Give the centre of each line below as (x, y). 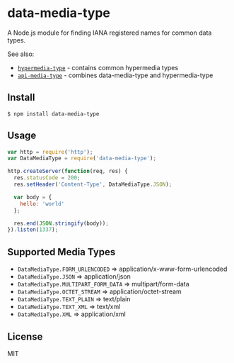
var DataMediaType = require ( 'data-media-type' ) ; (82, 158)
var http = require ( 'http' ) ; (50, 152)
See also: (21, 54)
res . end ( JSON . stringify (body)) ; (62, 223)
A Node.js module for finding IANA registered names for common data (110, 33)
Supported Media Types (62, 252)
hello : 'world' (42, 203)
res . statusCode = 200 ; (47, 178)
